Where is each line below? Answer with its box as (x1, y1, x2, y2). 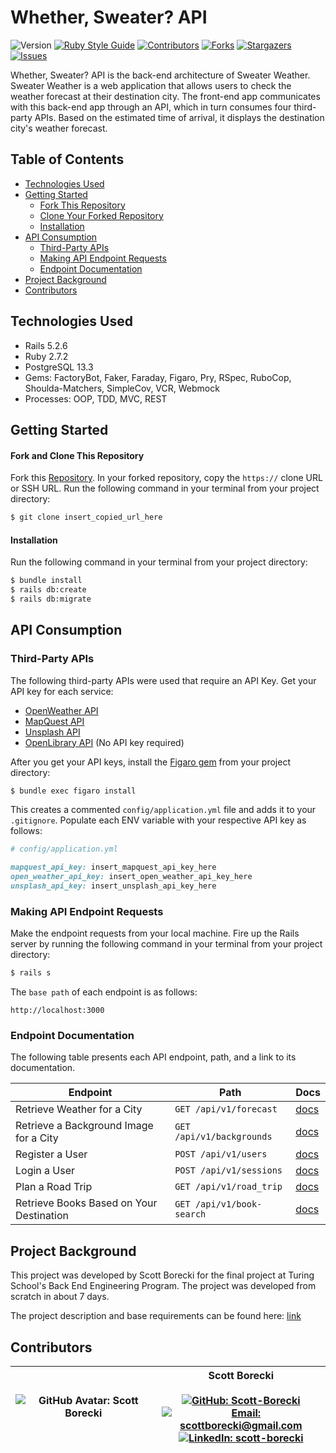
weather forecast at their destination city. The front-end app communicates (10, 90, 321, 102)
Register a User (15, 1147, 88, 1161)
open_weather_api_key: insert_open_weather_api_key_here (10, 872, 253, 882)
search (174, 1209, 207, 1220)
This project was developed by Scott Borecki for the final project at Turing (10, 1269, 315, 1281)
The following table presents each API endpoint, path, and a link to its (10, 1051, 297, 1063)
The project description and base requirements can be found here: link (10, 1310, 302, 1322)
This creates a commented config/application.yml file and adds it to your (10, 804, 317, 816)
